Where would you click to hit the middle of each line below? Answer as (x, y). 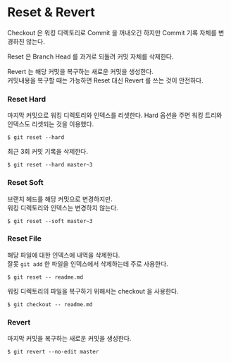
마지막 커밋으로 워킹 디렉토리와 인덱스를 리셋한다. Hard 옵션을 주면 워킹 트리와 (115, 115)
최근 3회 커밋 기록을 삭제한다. (48, 152)
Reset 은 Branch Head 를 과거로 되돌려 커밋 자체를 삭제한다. (90, 56)
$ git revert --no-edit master (53, 352)
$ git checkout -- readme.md (50, 304)
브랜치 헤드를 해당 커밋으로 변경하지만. (60, 199)
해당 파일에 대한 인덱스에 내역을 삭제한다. (64, 255)
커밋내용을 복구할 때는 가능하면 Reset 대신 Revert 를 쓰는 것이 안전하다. (106, 80)
